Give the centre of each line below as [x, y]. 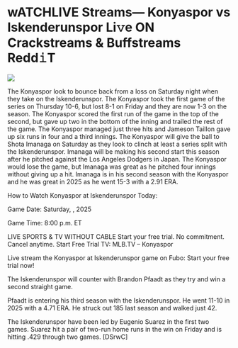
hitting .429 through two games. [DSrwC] [68, 337]
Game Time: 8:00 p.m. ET [45, 223]
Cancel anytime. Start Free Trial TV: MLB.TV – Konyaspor [90, 244]
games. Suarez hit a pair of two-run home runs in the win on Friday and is [114, 329]
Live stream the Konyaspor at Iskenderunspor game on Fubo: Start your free [119, 258]
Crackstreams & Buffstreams [94, 43]
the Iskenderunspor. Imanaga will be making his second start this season [113, 151]
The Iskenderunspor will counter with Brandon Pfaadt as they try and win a [117, 279]
